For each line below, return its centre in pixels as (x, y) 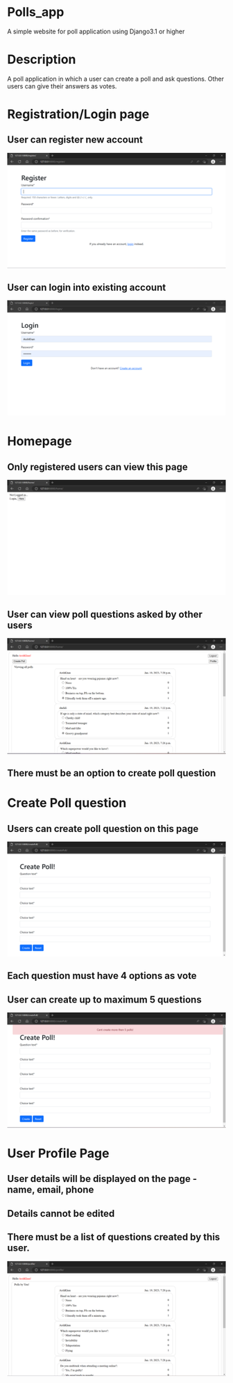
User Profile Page (58, 1154)
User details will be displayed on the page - (102, 1179)
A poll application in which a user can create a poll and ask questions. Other (115, 79)
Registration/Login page (78, 114)
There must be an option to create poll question (112, 773)
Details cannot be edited (61, 1214)
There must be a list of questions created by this (114, 1237)
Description (42, 59)
